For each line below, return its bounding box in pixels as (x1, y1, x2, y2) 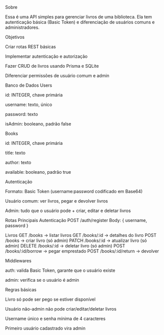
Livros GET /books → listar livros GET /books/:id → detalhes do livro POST (5, 232, 157, 238)
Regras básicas (5, 287, 37, 293)
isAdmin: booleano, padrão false (5, 121, 71, 126)
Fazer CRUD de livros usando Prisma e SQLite (5, 63, 99, 69)
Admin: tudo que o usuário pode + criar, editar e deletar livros (5, 208, 131, 214)
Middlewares (5, 258, 32, 263)
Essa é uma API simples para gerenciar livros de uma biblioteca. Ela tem (5, 14, 152, 19)
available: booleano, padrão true (5, 169, 71, 175)
